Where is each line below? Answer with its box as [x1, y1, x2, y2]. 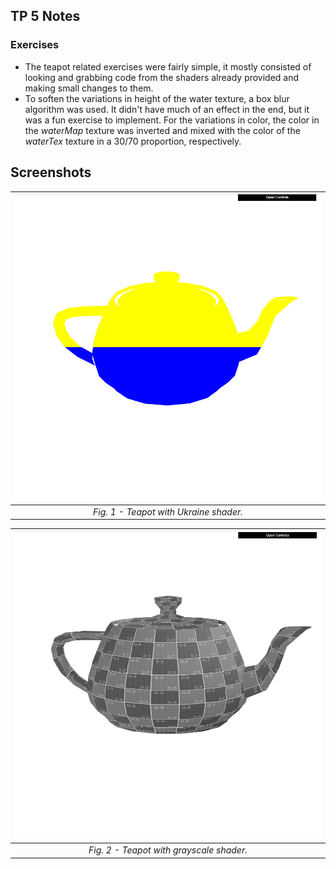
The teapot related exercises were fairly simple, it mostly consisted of [24, 60, 312, 73]
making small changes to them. [24, 82, 154, 94]
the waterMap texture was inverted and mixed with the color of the [24, 124, 301, 136]
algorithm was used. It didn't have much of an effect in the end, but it [24, 103, 310, 115]
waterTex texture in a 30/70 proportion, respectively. [24, 135, 242, 147]
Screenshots [10, 164, 92, 181]
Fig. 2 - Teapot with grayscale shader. [88, 844, 248, 856]
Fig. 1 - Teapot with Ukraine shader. [92, 505, 244, 518]
